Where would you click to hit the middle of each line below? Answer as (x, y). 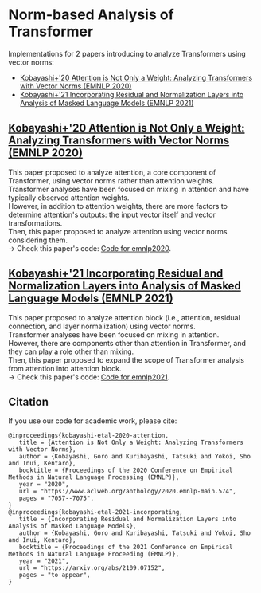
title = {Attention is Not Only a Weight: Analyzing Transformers (131, 443)
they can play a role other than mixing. (71, 351)
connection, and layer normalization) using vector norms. (102, 326)
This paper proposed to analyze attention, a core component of (112, 172)
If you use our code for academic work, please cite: (93, 421)
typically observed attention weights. (69, 198)
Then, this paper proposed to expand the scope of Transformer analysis (127, 359)
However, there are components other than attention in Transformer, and (127, 343)
